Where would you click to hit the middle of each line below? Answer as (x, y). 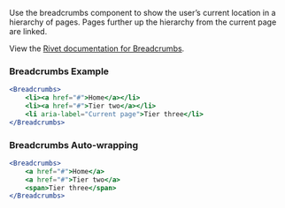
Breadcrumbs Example (59, 71)
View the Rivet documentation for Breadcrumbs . (97, 48)
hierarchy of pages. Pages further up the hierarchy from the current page (143, 22)
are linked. (28, 31)
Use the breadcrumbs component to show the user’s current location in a (142, 13)
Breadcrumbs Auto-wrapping (74, 145)
